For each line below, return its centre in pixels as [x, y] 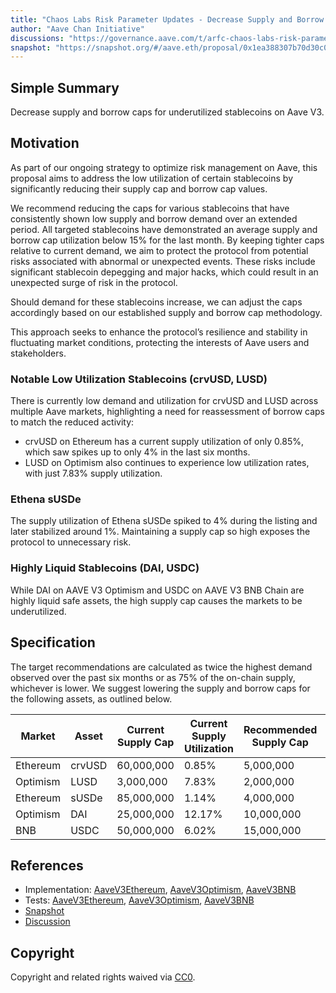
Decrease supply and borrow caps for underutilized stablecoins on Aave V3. [167, 112]
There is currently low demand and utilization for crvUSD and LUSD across [164, 401]
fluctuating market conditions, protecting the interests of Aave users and [160, 342]
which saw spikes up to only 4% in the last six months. [137, 452]
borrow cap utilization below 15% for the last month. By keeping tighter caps [167, 240]
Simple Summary [65, 87]
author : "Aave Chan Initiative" [77, 29]
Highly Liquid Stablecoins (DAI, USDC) [105, 568]
